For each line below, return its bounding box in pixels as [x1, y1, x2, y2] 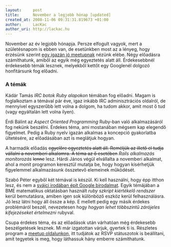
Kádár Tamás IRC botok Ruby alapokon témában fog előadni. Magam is [5, 92, 156, 99]
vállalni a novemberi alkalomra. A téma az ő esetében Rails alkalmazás [5, 150, 155, 157]
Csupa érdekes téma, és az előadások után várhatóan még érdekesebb [5, 219, 156, 226]
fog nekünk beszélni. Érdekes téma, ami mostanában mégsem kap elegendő [5, 124, 166, 130]
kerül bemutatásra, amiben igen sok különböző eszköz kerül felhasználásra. [5, 193, 165, 199]
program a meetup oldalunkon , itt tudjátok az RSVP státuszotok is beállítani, [5, 231, 165, 237]
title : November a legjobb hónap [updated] [5, 12, 111, 17]
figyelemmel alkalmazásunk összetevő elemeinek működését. [5, 167, 136, 173]
